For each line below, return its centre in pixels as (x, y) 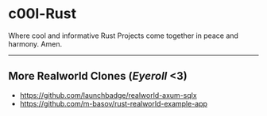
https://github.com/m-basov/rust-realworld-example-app (114, 103)
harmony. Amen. (35, 43)
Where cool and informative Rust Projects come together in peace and (123, 36)
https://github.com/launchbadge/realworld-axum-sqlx (108, 95)
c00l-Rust (43, 14)
